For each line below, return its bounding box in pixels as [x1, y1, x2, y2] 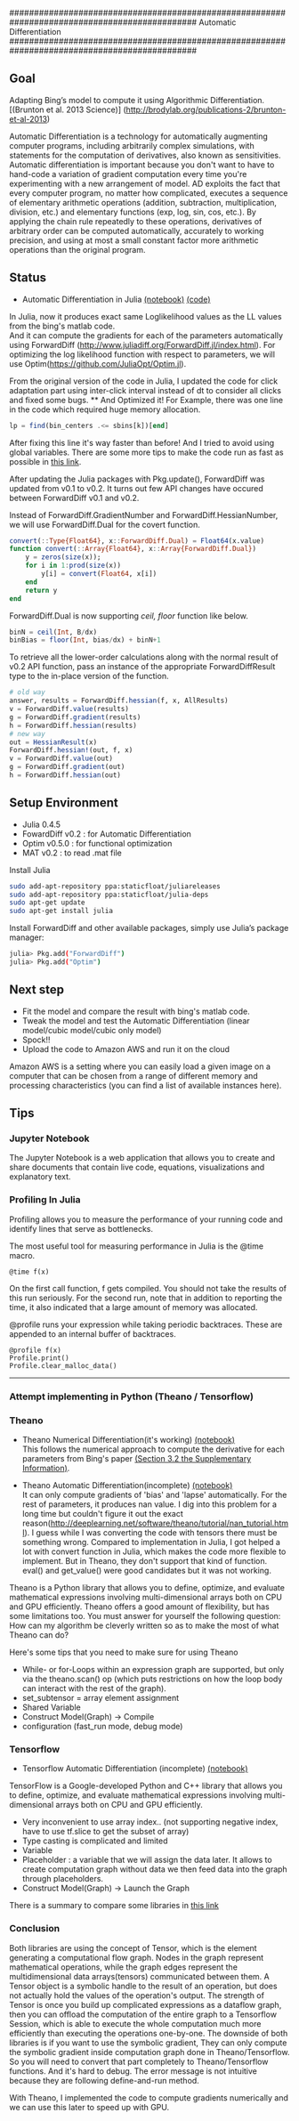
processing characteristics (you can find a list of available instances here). [9, 1080, 282, 1090]
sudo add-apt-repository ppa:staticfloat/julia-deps [9, 890, 209, 899]
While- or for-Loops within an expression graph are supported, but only [21, 1664, 285, 1674]
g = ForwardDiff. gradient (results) [9, 712, 141, 722]
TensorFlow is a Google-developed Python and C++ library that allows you [9, 1780, 283, 1792]
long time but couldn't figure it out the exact [21, 1508, 184, 1518]
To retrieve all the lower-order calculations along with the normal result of [9, 652, 279, 662]
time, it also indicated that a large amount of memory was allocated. [9, 1301, 258, 1312]
